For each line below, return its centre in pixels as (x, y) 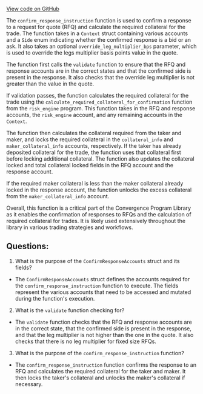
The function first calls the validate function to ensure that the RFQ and (96, 64)
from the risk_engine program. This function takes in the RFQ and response (101, 108)
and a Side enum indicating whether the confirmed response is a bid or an (99, 40)
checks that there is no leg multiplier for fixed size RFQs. (85, 341)
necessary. (29, 384)
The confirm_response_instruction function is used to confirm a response (99, 20)
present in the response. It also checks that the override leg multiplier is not (101, 77)
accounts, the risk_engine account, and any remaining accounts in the (95, 115)
